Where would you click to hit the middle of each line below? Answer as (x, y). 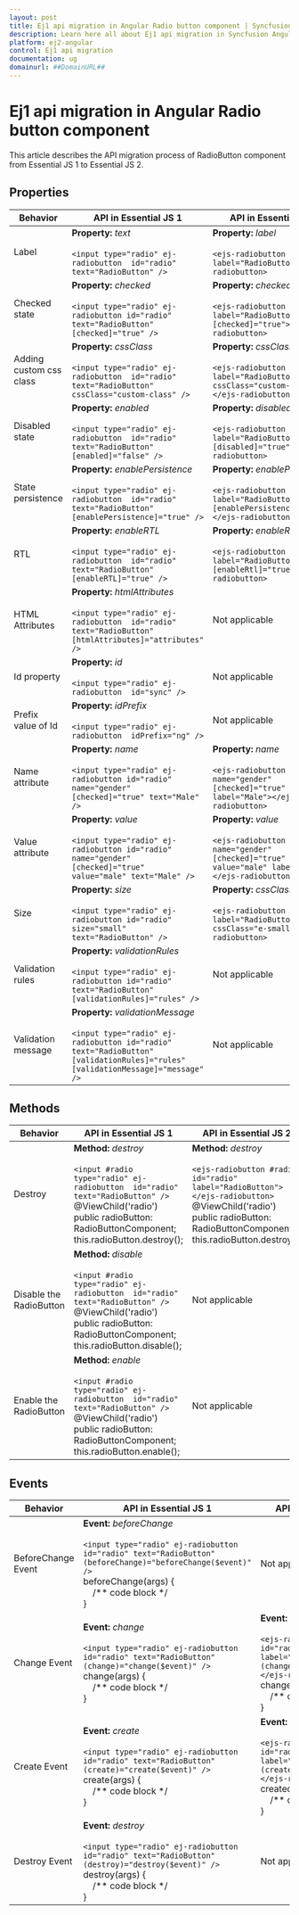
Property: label (244, 233)
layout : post (33, 17)
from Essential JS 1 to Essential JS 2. (77, 164)
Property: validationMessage (133, 1011)
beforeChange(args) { (129, 1581)
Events (29, 1483)
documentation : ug (43, 59)
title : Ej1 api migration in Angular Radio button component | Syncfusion (151, 26)
